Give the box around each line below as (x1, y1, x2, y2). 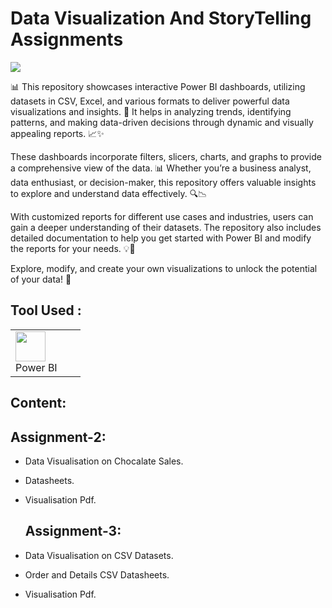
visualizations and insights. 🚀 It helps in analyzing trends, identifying (10, 105, 292, 117)
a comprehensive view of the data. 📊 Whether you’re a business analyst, (10, 162, 312, 174)
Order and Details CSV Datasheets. (24, 568, 170, 581)
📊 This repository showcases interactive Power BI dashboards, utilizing (10, 80, 306, 92)
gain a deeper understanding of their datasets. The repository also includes (10, 221, 322, 233)
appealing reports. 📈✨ (10, 127, 105, 139)
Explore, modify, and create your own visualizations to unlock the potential (10, 262, 318, 274)
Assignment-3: (24, 523, 122, 540)
